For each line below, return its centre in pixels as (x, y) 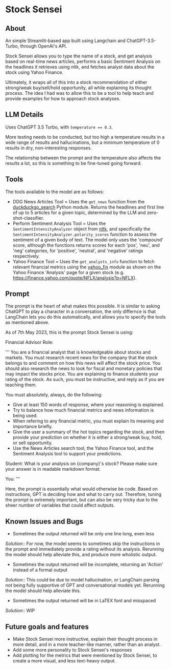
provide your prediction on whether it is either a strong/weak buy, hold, (87, 437)
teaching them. (21, 385)
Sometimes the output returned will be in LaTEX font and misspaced (84, 601)
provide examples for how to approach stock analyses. (63, 99)
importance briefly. (33, 427)
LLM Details (25, 114)
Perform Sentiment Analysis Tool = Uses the (59, 223)
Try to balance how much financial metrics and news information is (83, 410)
